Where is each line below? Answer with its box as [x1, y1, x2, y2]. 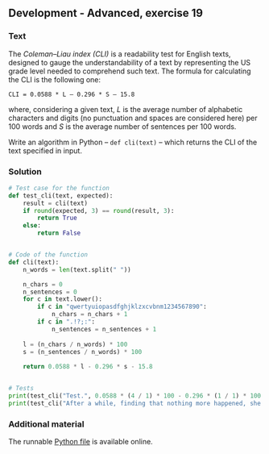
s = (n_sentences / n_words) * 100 [23, 348, 143, 356]
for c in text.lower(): [23, 295, 103, 303]
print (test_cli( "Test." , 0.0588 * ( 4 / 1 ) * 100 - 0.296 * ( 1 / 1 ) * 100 [8, 392, 262, 400]
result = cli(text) [23, 199, 89, 207]
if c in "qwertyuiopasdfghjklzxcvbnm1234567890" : [37, 302, 207, 311]
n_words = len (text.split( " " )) [23, 265, 131, 273]
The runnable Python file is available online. [8, 437, 153, 447]
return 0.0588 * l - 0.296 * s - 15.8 [23, 363, 153, 371]
